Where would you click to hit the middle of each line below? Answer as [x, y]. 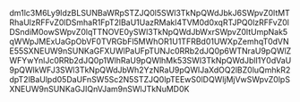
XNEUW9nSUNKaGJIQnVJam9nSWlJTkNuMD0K [99, 89]
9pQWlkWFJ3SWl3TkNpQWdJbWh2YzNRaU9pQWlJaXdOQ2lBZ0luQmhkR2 [150, 70]
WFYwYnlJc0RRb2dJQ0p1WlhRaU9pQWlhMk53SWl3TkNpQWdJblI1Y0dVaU [150, 60]
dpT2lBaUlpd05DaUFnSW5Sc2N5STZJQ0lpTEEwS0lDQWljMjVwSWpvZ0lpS [150, 79]
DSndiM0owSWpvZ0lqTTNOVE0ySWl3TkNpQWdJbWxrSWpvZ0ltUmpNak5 [149, 32]
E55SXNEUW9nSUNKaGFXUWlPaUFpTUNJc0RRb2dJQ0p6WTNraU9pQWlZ [150, 51]
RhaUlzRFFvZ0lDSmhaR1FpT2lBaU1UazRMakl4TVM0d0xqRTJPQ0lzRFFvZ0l [149, 22]
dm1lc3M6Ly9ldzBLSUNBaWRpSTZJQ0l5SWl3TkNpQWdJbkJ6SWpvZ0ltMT [150, 13]
